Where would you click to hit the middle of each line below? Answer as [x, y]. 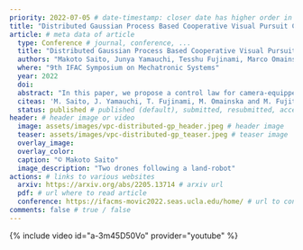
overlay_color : [46, 151]
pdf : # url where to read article [82, 193]
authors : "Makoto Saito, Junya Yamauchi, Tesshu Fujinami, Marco [143, 59]
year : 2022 [38, 76]
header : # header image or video [72, 118]
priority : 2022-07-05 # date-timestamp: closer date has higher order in [151, 18]
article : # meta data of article [72, 34]
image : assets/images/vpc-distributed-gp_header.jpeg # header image [151, 127]
